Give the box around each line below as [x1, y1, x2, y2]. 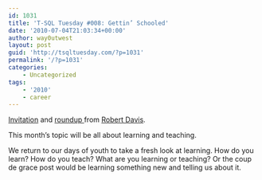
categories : [8, 64, 48, 72]
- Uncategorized [22, 71, 77, 79]
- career [22, 93, 52, 101]
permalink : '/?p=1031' [8, 57, 84, 65]
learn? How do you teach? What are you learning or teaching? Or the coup [8, 155, 252, 164]
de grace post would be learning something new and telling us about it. [8, 162, 241, 172]
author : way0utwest [8, 33, 73, 42]
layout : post [8, 41, 52, 49]
